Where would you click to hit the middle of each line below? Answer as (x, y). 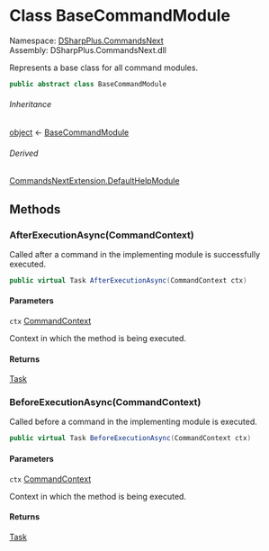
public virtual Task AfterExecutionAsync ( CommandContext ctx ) (128, 280)
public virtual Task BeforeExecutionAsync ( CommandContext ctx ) (130, 438)
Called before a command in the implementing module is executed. (134, 422)
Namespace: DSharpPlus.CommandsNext (86, 41)
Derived (24, 153)
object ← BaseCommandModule (69, 132)
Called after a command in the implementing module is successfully (135, 254)
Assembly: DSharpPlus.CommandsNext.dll (88, 50)
